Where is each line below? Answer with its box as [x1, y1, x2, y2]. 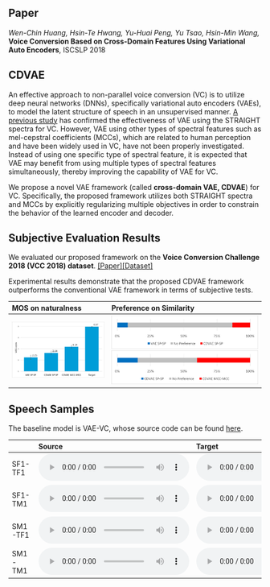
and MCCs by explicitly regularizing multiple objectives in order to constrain [8, 199, 260, 209]
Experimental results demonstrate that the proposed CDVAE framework [8, 277, 244, 287]
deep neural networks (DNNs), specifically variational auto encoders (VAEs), [8, 98, 262, 108]
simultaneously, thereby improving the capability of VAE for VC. [8, 167, 219, 176]
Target [195, 441, 219, 451]
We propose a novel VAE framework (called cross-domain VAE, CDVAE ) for [8, 182, 260, 192]
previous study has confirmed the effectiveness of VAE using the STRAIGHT [8, 115, 261, 125]
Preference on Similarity [111, 303, 195, 312]
